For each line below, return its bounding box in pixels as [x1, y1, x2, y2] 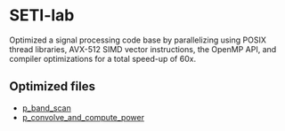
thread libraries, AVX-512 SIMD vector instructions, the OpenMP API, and [9, 43, 277, 54]
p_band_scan [21, 103, 71, 113]
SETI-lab [9, 5, 75, 26]
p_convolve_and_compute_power [21, 112, 145, 122]
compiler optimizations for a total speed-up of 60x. [9, 53, 197, 64]
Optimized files [9, 79, 96, 94]
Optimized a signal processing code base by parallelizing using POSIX [9, 35, 267, 45]
